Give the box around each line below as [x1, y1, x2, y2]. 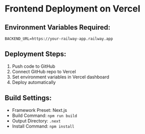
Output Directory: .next [12, 117, 61, 123]
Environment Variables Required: [5, 23, 111, 32]
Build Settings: [5, 94, 52, 102]
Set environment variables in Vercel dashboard [12, 74, 109, 80]
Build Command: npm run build [12, 112, 78, 118]
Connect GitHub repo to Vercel [12, 68, 76, 74]
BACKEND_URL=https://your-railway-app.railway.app [5, 36, 113, 41]
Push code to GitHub [12, 63, 56, 69]
